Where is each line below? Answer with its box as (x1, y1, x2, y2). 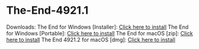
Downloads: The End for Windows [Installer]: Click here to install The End (6, 23, 189, 30)
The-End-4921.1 (6, 4, 89, 17)
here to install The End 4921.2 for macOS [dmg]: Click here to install (6, 36, 175, 43)
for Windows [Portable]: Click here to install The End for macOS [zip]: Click (6, 29, 194, 36)
